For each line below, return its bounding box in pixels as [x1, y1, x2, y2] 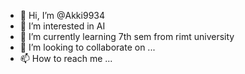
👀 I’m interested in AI [19, 20, 106, 32]
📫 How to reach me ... [19, 53, 113, 64]
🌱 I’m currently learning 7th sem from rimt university [19, 31, 235, 42]
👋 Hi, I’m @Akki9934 [19, 10, 105, 21]
